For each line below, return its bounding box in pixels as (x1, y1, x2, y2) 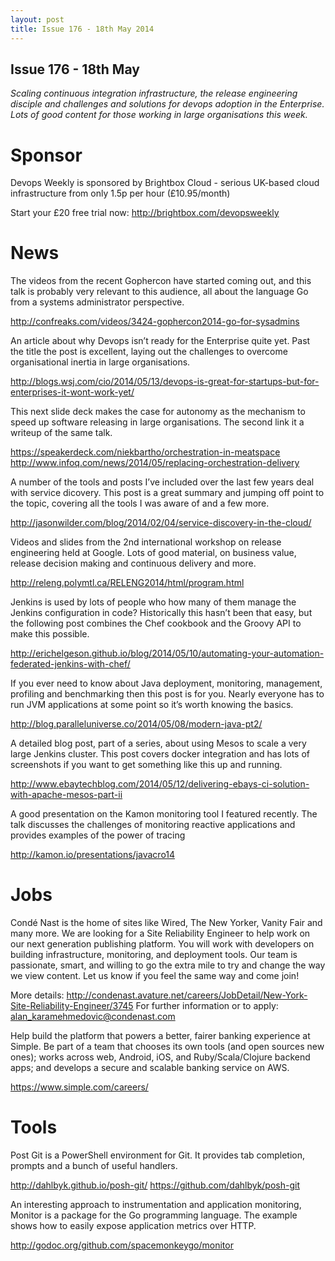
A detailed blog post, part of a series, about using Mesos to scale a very (10, 737, 307, 750)
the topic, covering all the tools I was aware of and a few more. (10, 497, 270, 510)
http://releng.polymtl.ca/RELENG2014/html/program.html (10, 577, 245, 589)
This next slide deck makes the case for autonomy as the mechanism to (10, 406, 306, 418)
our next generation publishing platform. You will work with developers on (10, 938, 315, 950)
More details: (10, 989, 65, 1001)
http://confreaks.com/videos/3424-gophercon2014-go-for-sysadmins (10, 316, 300, 328)
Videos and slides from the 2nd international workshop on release (10, 536, 282, 548)
